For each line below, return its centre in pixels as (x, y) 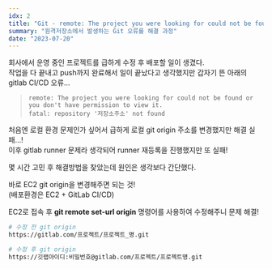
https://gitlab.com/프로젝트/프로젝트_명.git (79, 235)
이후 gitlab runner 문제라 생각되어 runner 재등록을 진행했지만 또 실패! (118, 150)
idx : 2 (19, 16)
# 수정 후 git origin (42, 250)
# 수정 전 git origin (42, 228)
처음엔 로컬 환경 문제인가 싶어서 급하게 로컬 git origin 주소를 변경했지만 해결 (127, 130)
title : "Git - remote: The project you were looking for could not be (130, 23)
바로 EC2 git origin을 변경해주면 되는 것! (72, 185)
